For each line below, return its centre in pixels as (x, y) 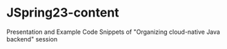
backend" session (32, 39)
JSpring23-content (63, 13)
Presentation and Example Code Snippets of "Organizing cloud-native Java (113, 32)
